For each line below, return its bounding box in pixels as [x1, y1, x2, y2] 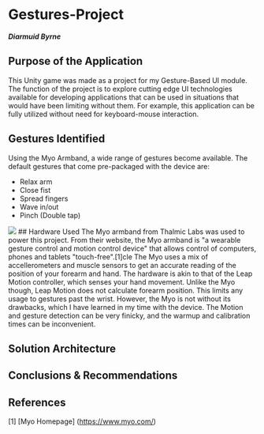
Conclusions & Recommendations [8, 369, 178, 383]
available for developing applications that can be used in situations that [8, 92, 239, 102]
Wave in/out [19, 202, 59, 211]
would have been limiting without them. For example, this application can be [8, 100, 255, 110]
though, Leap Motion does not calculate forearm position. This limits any [8, 285, 244, 295]
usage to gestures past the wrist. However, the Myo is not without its [8, 294, 231, 304]
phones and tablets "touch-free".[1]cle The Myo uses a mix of [8, 251, 209, 262]
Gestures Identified [8, 132, 106, 145]
